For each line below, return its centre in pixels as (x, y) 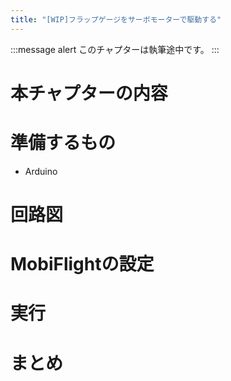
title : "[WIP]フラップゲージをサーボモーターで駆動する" (116, 19)
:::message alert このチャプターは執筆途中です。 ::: (115, 49)
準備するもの (63, 143)
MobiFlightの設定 (82, 264)
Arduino (41, 171)
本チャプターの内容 (89, 93)
